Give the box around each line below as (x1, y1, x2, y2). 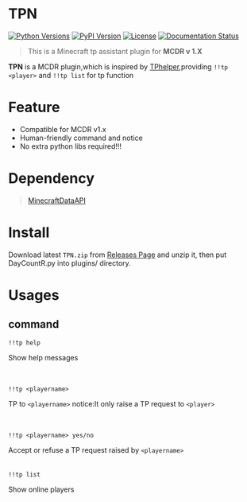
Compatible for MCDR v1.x (19, 124, 106, 134)
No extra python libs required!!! (19, 141, 122, 151)
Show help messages (8, 352, 79, 362)
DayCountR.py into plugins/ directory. (8, 258, 131, 267)
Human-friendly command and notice (19, 133, 143, 142)
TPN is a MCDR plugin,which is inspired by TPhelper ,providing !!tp (8, 61, 229, 72)
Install (8, 224, 50, 241)
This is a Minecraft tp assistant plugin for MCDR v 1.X (27, 46, 203, 56)
